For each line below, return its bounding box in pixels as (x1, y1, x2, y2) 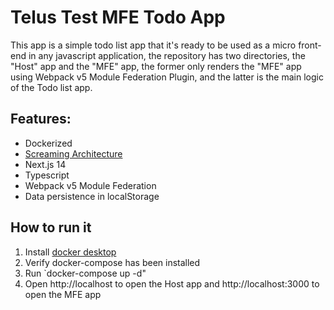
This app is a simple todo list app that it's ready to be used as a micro (10, 39, 297, 51)
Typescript (24, 169, 70, 181)
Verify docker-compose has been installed (24, 256, 201, 268)
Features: (10, 111, 72, 128)
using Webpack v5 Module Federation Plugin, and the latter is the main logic (10, 71, 324, 83)
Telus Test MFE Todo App (10, 6, 226, 29)
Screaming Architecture (24, 147, 123, 160)
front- (298, 39, 322, 51)
